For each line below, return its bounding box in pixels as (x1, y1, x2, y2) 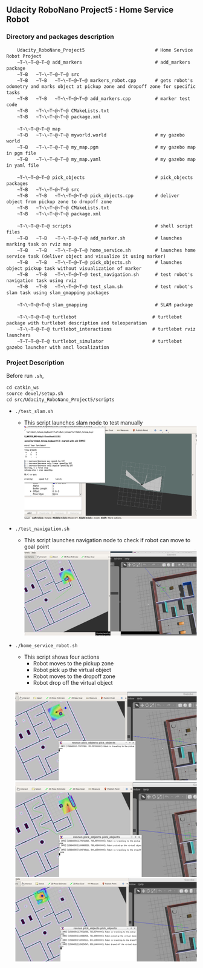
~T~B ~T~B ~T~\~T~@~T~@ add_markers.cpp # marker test (17, 95, 190, 102)
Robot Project (6, 53, 42, 59)
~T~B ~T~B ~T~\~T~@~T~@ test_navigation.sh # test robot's (17, 271, 193, 278)
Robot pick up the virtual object (33, 667, 112, 674)
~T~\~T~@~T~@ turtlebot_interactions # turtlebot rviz (17, 326, 196, 332)
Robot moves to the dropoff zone (33, 673, 116, 680)
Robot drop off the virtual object (33, 679, 113, 687)
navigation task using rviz (6, 277, 77, 284)
